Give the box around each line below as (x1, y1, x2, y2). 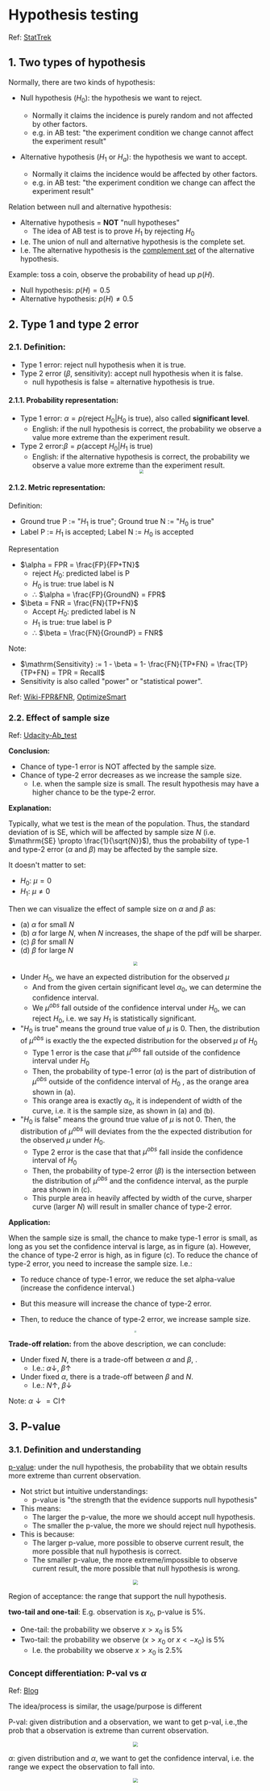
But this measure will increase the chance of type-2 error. (19, 1298, 212, 1308)
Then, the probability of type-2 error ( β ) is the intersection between (31, 1166, 256, 1176)
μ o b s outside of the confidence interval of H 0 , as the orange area (31, 1076, 250, 1088)
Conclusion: (8, 745, 51, 756)
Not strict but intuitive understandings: (19, 1487, 148, 1496)
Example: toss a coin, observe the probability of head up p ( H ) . (8, 270, 215, 279)
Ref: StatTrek (8, 32, 52, 42)
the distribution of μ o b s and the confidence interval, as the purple (31, 1175, 249, 1185)
